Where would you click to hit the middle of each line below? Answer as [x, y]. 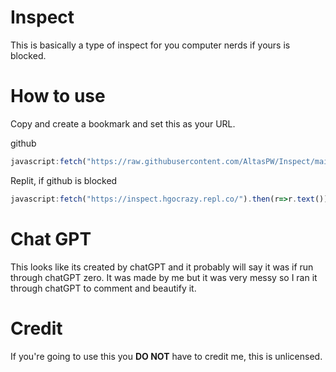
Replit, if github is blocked [64, 180]
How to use [58, 96]
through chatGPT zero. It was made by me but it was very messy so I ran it [164, 277]
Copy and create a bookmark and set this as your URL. [123, 123]
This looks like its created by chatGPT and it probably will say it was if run [162, 267]
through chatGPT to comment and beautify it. [103, 288]
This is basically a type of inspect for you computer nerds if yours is [150, 45]
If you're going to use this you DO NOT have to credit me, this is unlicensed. [166, 356]
